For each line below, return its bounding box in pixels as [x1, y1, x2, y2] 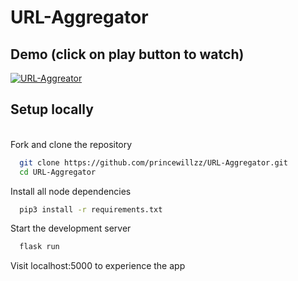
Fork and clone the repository [10, 138, 133, 150]
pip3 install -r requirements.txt [19, 204, 163, 215]
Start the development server [10, 222, 132, 235]
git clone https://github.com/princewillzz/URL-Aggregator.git [19, 157, 288, 168]
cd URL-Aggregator [19, 167, 97, 177]
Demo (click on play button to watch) [10, 46, 245, 63]
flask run [19, 242, 60, 252]
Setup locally [10, 101, 94, 118]
